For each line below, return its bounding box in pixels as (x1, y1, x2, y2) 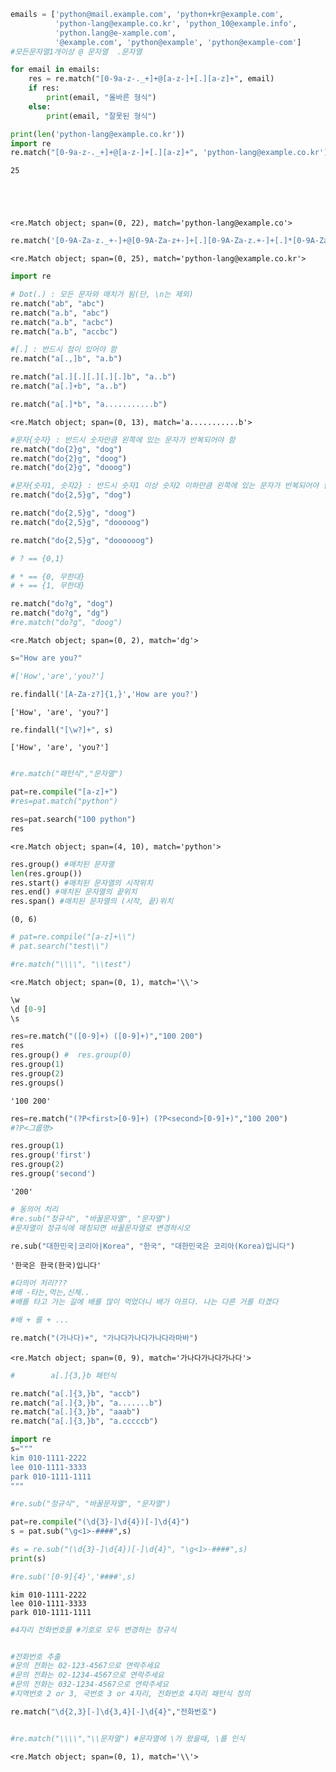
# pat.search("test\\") (10, 941, 110, 951)
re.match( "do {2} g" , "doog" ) (10, 453, 128, 464)
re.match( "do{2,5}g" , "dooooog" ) (10, 517, 150, 527)
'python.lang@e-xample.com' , (54, 28, 177, 38)
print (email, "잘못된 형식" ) (46, 111, 157, 121)
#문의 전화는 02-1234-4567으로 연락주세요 (10, 1670, 165, 1680)
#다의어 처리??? (10, 1278, 68, 1289)
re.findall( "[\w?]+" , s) (10, 725, 114, 735)
